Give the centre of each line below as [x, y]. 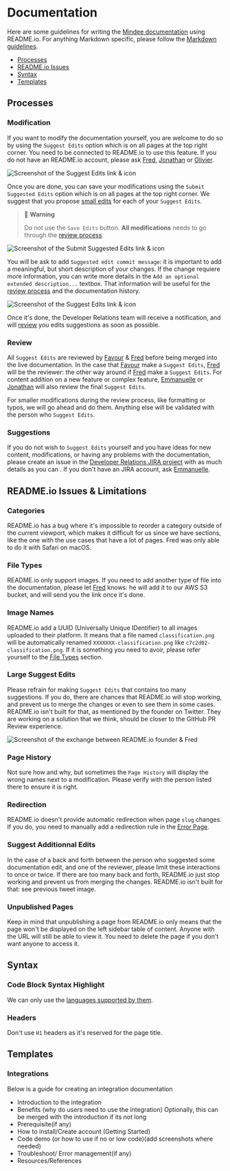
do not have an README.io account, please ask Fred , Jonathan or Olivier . [111, 160]
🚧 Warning [39, 214]
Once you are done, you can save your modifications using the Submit [106, 186]
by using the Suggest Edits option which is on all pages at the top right [107, 145]
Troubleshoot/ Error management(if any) [74, 1153]
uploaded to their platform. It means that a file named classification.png [111, 635]
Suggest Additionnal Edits [51, 845]
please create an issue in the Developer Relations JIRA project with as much [115, 462]
